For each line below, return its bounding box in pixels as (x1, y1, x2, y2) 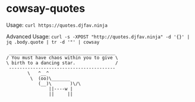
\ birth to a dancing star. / (6, 60, 118, 66)
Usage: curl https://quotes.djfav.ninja (6, 21, 108, 28)
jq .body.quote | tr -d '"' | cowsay (6, 39, 100, 45)
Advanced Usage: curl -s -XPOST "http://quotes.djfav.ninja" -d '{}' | (6, 33, 190, 40)
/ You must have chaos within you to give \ (6, 55, 118, 60)
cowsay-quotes (6, 2, 85, 15)
